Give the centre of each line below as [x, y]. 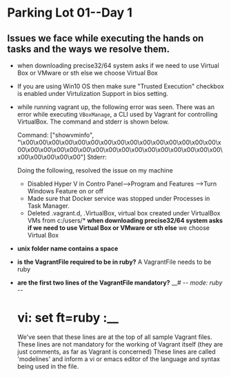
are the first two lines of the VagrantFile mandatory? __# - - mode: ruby [120, 282]
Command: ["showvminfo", [56, 135]
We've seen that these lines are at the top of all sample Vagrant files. [114, 337]
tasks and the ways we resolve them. [89, 49]
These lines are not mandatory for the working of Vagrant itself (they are [120, 344]
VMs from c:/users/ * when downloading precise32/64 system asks [125, 220]
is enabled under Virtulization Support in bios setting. [93, 94]
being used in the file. [48, 366]
